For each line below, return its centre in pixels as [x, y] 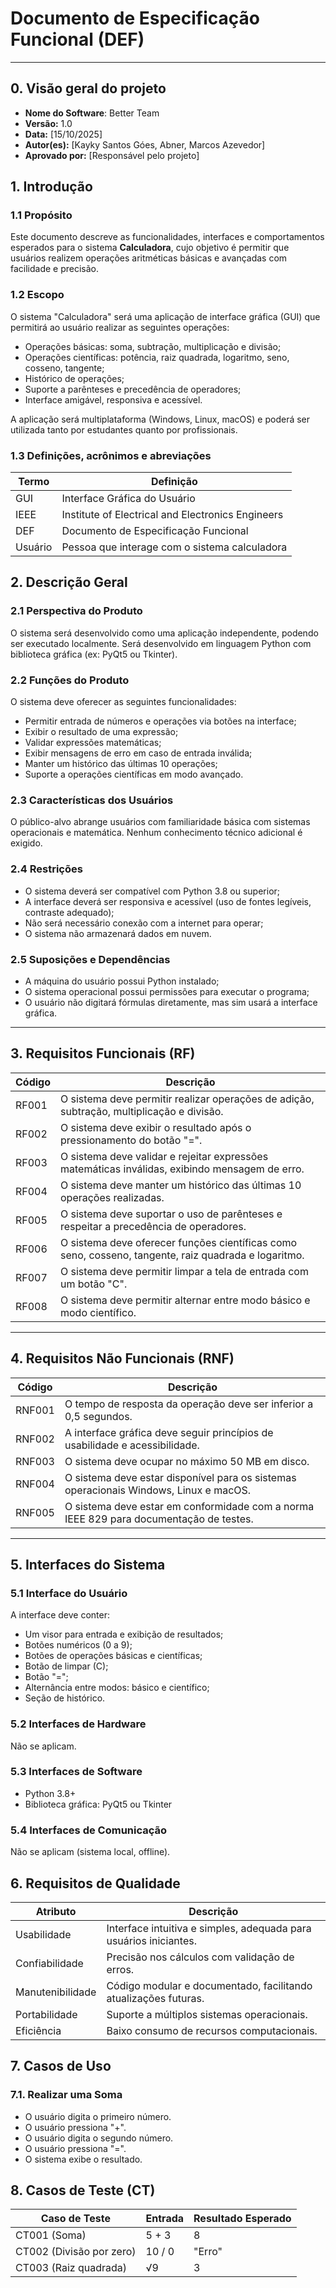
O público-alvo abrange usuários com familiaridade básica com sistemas [160, 822]
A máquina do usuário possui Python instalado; [122, 981]
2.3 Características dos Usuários [92, 800]
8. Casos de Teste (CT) [83, 2190]
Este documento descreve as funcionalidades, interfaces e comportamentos [167, 237]
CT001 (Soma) [51, 2235]
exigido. [26, 843]
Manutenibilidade [56, 1992]
